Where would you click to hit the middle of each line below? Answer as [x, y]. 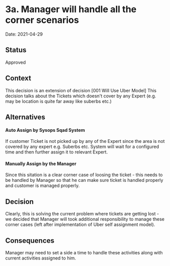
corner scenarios [42, 20]
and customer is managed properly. [42, 185]
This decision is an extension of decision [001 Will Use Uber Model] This [81, 90]
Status [16, 50]
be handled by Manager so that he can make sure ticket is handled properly [84, 180]
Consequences [30, 240]
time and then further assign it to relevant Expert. [57, 152]
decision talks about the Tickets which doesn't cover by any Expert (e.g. [81, 96]
